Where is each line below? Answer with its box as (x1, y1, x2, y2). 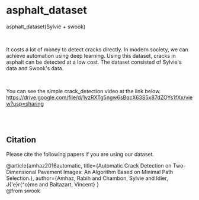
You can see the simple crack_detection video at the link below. (6, 87, 161, 94)
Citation (6, 135, 37, 145)
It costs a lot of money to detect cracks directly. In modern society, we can (6, 45, 188, 53)
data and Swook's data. (6, 64, 64, 71)
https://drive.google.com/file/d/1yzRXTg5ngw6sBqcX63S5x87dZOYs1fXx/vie (6, 94, 193, 101)
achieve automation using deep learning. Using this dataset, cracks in (6, 52, 176, 59)
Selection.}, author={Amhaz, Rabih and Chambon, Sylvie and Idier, (6, 175, 169, 182)
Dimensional (6, 168, 37, 175)
